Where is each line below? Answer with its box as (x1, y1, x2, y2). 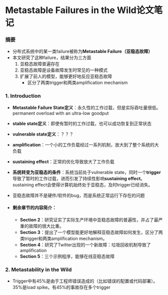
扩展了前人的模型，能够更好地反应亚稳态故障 (19, 73, 112, 79)
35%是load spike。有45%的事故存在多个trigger (12, 284, 111, 290)
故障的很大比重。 (28, 223, 64, 229)
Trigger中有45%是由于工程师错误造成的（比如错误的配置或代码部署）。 (12, 278, 158, 284)
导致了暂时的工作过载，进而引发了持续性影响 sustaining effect (12, 175, 141, 181)
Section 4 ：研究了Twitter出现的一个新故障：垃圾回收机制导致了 (19, 241, 151, 247)
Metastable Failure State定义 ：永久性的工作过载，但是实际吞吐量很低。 (12, 104, 161, 110)
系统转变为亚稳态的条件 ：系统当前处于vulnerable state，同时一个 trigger (12, 169, 161, 175)
